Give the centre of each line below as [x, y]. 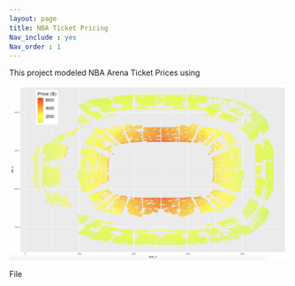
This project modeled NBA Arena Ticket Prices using [105, 73]
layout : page [33, 19]
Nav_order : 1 [35, 47]
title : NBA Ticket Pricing [59, 28]
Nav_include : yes [43, 37]
